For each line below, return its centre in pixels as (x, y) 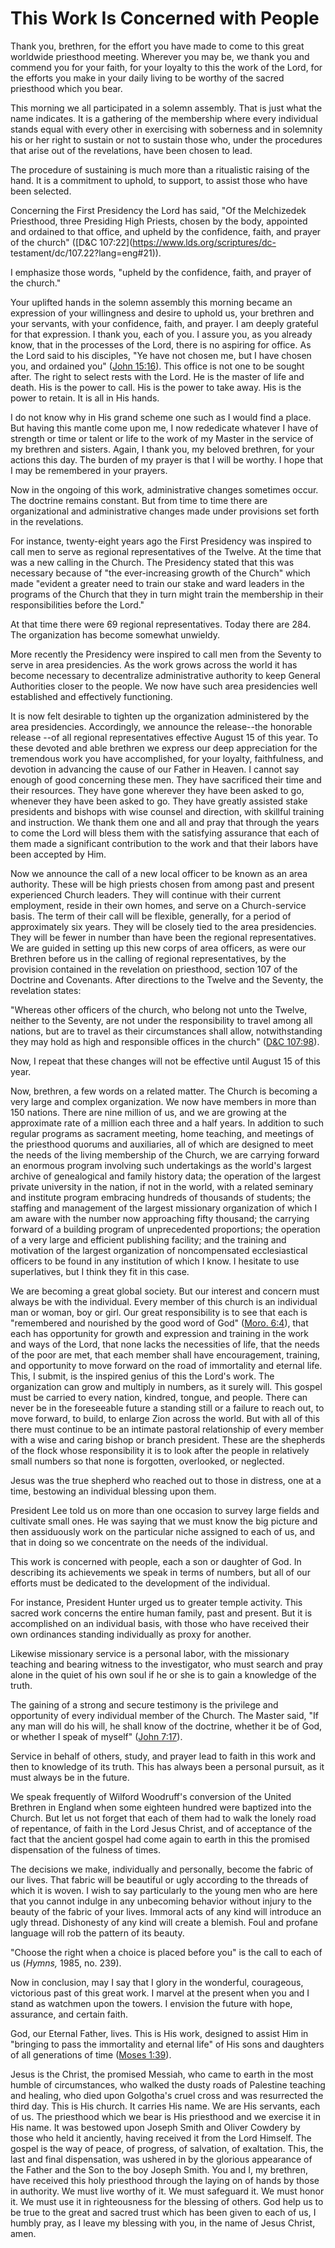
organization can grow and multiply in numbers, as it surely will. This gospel (166, 1386)
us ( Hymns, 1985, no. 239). (66, 1963)
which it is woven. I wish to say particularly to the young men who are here (164, 1890)
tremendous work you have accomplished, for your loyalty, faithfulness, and (167, 758)
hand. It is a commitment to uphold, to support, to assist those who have (159, 180)
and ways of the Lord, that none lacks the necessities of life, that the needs (165, 1344)
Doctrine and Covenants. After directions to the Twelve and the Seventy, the (167, 979)
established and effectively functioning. (91, 696)
